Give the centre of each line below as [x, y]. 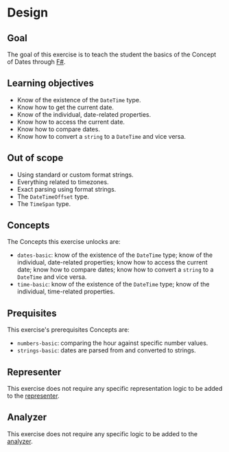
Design [28, 13]
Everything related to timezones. [63, 182]
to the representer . [33, 396]
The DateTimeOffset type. [53, 196]
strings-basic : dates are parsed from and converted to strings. [107, 350]
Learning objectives [51, 83]
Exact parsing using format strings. [67, 189]
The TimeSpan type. [44, 203]
